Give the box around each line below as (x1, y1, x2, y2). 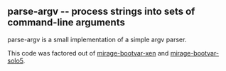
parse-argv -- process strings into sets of (7, 6, 195, 18)
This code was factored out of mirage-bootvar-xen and (7, 49, 169, 57)
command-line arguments (7, 17, 126, 29)
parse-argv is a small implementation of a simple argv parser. (7, 35, 187, 44)
